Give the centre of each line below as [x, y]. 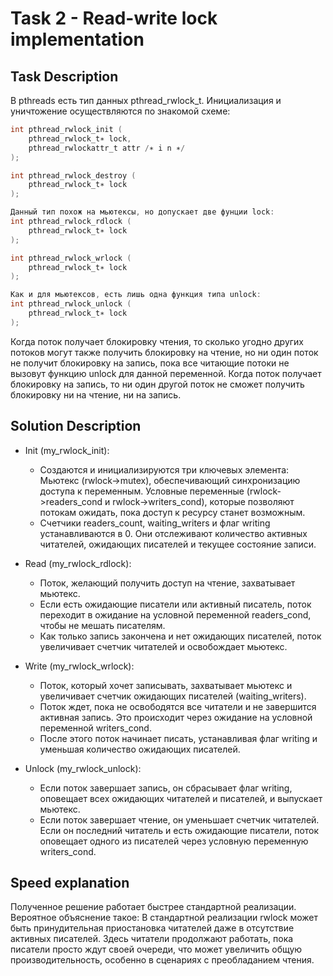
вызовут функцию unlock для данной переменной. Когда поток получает [166, 373]
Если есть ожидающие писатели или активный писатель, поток [175, 604]
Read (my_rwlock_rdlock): [78, 563]
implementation [77, 39]
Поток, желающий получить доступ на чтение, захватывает [167, 583]
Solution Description [76, 426]
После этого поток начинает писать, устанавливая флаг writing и [178, 738]
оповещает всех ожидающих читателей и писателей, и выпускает [181, 798]
